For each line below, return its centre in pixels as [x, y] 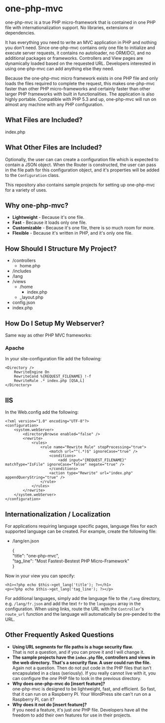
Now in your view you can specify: [40, 576]
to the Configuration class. [33, 175]
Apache [15, 348]
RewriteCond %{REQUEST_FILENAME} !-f [53, 377]
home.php [30, 266]
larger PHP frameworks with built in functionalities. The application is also [80, 94]
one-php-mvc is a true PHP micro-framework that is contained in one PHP [81, 22]
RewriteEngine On [32, 372]
